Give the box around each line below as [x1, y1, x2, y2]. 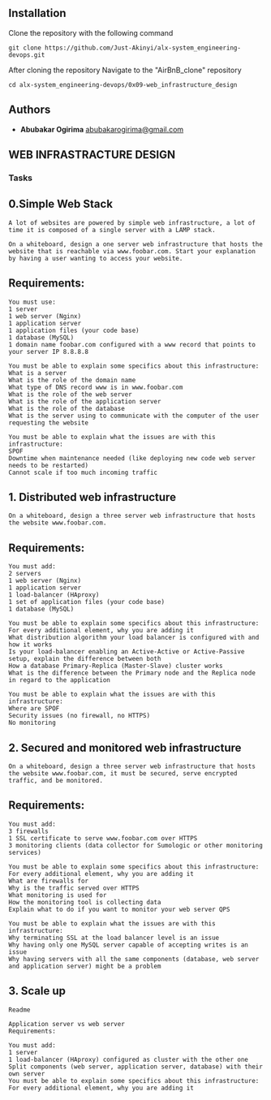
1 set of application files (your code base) [8, 598, 165, 606]
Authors [8, 103, 51, 117]
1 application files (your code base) [8, 326, 140, 334]
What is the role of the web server [8, 390, 132, 399]
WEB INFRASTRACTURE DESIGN [8, 148, 176, 162]
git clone [8, 44, 42, 52]
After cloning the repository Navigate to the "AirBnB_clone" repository [8, 65, 242, 75]
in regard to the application [8, 676, 111, 684]
